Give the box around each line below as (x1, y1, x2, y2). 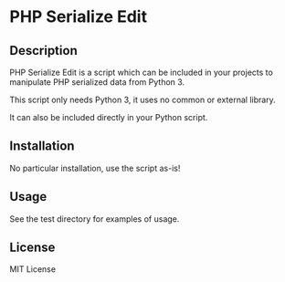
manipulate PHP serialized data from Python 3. (9, 77, 185, 88)
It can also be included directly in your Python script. (9, 112, 208, 122)
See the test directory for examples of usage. (9, 213, 180, 225)
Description (9, 43, 78, 58)
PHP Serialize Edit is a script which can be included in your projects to (9, 67, 274, 78)
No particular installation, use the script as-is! (9, 162, 181, 173)
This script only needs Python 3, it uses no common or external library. (9, 94, 276, 105)
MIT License (9, 264, 57, 275)
